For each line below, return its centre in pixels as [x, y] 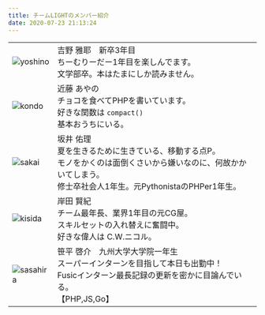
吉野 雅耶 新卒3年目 [97, 50]
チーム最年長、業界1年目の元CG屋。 [125, 212]
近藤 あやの [78, 88]
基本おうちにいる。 [93, 124]
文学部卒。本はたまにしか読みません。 [128, 73]
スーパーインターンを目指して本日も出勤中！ [140, 263]
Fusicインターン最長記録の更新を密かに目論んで [146, 275]
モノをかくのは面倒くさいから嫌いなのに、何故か [148, 163]
